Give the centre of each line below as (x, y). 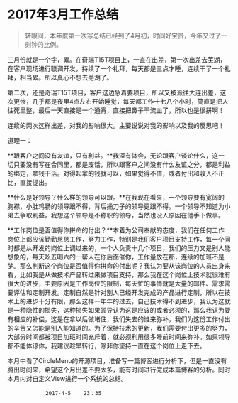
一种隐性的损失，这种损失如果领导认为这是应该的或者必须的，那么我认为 (119, 310)
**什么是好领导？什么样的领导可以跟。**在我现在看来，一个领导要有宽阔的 (116, 197)
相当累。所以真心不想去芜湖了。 (66, 77)
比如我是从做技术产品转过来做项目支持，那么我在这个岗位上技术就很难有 (125, 274)
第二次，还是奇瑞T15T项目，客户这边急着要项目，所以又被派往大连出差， (114, 92)
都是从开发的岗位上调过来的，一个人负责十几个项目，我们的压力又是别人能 (122, 248)
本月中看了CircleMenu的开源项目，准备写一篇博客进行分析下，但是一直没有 (117, 360)
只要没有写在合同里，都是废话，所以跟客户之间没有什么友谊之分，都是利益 (122, 164)
